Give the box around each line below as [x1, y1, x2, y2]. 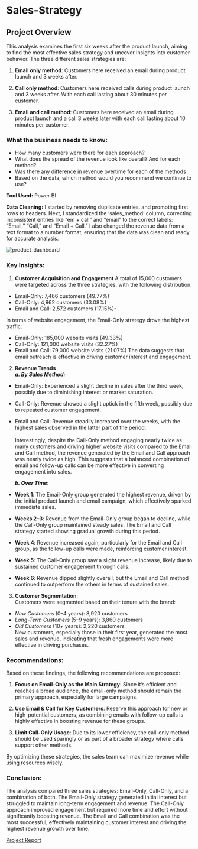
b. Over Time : [14, 479, 49, 487]
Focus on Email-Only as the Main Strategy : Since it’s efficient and [14, 681, 177, 688]
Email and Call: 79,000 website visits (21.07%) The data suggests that [14, 346, 184, 354]
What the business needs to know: [6, 135, 108, 144]
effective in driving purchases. [14, 641, 89, 648]
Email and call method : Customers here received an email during [14, 109, 174, 115]
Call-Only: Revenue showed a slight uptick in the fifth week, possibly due [14, 400, 193, 407]
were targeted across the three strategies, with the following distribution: [14, 281, 192, 288]
